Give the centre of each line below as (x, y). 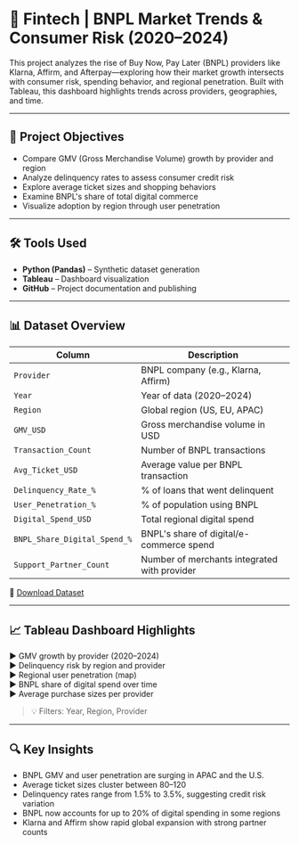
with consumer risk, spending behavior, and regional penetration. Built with (147, 81)
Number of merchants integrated (210, 560)
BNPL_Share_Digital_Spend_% (73, 540)
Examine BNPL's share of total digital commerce (110, 196)
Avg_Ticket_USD (46, 471)
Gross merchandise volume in (203, 425)
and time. (27, 100)
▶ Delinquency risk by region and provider (88, 666)
